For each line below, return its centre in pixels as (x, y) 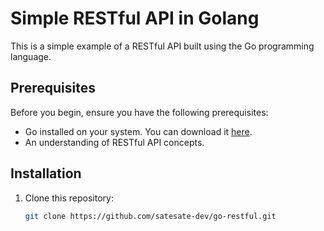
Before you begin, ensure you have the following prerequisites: (139, 112)
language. (31, 56)
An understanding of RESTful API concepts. (114, 142)
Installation (46, 173)
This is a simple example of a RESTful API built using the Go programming (162, 46)
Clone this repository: (69, 198)
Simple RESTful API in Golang (135, 18)
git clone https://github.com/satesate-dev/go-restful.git (150, 216)
